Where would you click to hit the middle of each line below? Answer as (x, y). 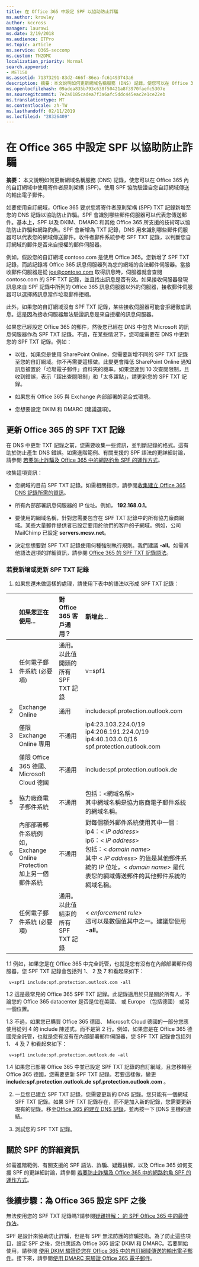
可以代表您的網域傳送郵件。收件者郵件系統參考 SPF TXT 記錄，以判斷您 (99, 237)
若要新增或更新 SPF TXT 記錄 (48, 569)
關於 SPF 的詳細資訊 (43, 1150)
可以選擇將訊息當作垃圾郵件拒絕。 (53, 294)
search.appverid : (28, 67)
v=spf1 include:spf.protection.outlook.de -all (68, 1055)
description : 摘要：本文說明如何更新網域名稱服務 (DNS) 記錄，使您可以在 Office (97, 84)
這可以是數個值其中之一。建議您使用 (136, 922)
